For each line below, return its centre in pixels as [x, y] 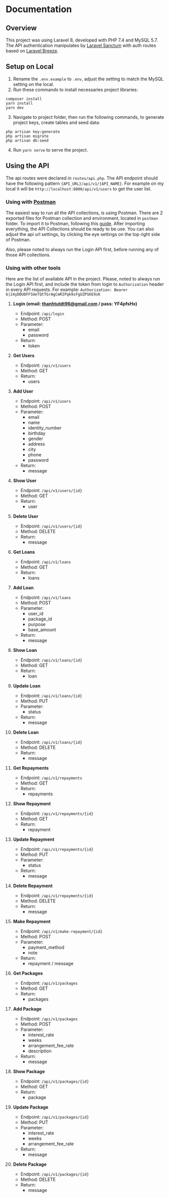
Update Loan [27, 686]
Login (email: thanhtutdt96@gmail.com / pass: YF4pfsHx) [75, 304]
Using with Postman [31, 202]
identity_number [45, 428]
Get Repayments [31, 768]
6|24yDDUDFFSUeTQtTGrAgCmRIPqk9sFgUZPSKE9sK [53, 295]
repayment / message [51, 964]
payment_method [46, 947]
